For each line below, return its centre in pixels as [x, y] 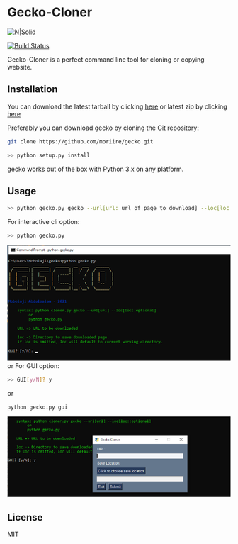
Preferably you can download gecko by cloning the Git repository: [103, 128]
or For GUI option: [34, 365]
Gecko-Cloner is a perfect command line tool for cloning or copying [106, 59]
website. [20, 67]
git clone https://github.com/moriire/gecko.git [80, 141]
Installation [33, 89]
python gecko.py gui [38, 407]
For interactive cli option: [44, 222]
